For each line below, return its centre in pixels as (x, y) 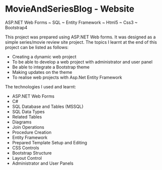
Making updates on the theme (42, 72)
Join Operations (28, 127)
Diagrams (22, 122)
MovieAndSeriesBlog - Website (70, 9)
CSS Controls (26, 148)
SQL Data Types (28, 111)
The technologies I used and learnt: (41, 86)
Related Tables (27, 117)
